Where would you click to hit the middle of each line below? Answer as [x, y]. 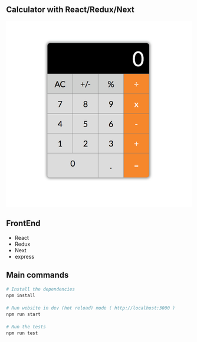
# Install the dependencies [41, 289]
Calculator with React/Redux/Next [70, 10]
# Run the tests [26, 327]
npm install [21, 296]
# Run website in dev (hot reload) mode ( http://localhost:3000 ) [91, 308]
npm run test [22, 333]
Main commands [37, 275]
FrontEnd [23, 224]
